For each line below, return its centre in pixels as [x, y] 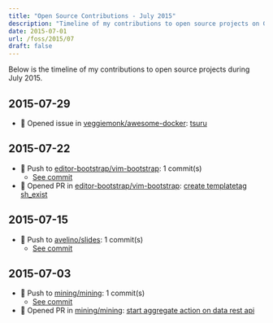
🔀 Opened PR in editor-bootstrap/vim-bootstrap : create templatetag [134, 186]
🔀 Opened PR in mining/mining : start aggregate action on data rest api [137, 311]
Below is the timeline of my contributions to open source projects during [129, 69]
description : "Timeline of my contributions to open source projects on [134, 24]
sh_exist [34, 194]
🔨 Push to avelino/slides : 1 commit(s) [82, 239]
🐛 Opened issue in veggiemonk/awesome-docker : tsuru [113, 123]
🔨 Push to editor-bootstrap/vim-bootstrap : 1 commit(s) [111, 168]
